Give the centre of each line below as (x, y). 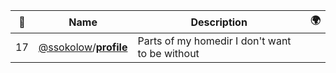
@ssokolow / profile (83, 47)
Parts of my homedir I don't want (214, 41)
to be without (168, 53)
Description (219, 22)
